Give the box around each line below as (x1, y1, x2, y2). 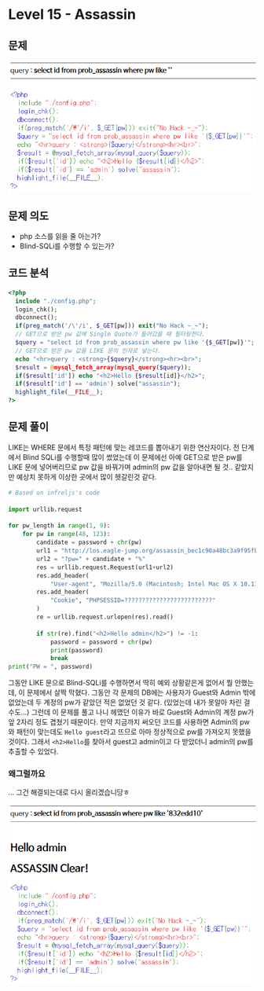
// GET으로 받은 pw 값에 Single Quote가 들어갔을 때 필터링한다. (15, 330, 206, 339)
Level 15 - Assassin (8, 6, 136, 24)
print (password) (49, 646, 104, 654)
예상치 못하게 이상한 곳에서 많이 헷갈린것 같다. (16, 472, 157, 481)
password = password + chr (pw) (49, 638, 153, 646)
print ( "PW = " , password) (8, 663, 93, 671)
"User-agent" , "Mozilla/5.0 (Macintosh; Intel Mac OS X (49, 580, 237, 588)
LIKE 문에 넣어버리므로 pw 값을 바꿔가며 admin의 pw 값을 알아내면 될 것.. (8, 462, 233, 472)
